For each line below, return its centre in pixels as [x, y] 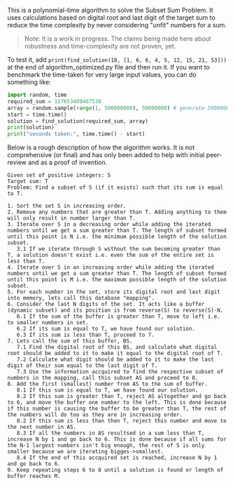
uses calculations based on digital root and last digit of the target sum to [111, 18]
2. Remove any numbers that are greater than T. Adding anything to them [117, 212]
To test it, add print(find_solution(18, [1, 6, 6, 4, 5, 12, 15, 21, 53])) [117, 60]
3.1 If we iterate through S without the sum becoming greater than [118, 249]
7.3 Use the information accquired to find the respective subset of [120, 372]
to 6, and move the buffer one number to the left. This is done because [117, 403]
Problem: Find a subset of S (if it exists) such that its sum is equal [115, 188]
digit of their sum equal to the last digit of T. [83, 366]
